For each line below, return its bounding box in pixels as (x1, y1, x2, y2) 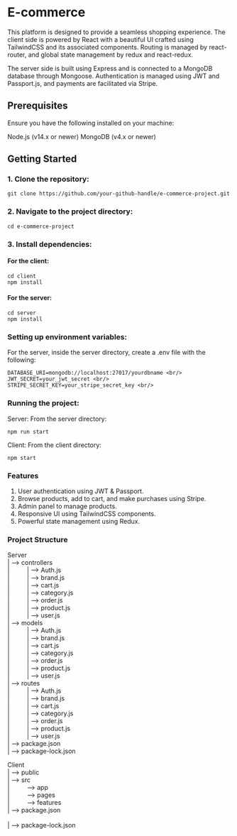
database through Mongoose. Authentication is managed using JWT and (7, 72, 220, 80)
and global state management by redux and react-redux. (28, 50, 194, 59)
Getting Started (7, 153, 77, 165)
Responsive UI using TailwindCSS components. (17, 509, 156, 518)
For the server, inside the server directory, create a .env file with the (7, 348, 206, 357)
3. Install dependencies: (7, 239, 92, 249)
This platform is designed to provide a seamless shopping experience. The (7, 28, 226, 36)
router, (7, 50, 27, 59)
